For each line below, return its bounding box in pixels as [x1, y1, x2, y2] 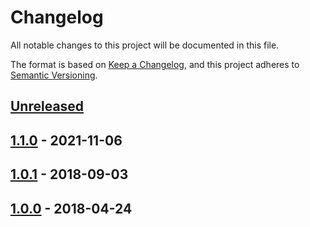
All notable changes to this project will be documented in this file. [10, 39, 280, 51]
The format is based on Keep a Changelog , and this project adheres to [10, 58, 300, 70]
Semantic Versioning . [10, 69, 98, 81]
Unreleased [10, 98, 85, 115]
